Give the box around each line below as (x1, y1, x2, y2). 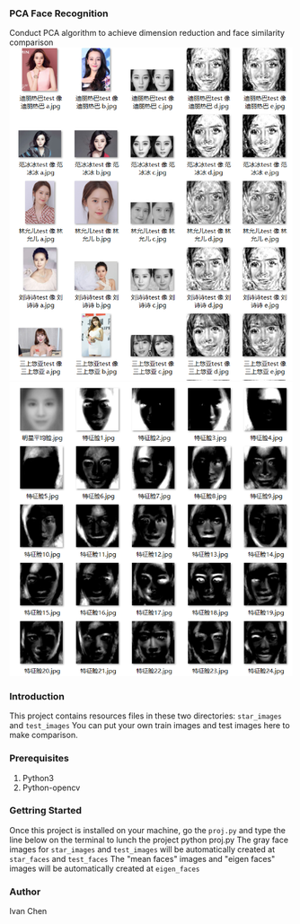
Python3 (22, 772, 54, 783)
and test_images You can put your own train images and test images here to (9, 720, 290, 731)
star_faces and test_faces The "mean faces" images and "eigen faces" (9, 853, 276, 864)
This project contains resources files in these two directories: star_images (9, 710, 283, 721)
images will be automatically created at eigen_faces (9, 863, 200, 874)
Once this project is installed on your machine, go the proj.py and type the (9, 824, 286, 835)
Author (9, 885, 41, 898)
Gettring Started (9, 805, 83, 817)
